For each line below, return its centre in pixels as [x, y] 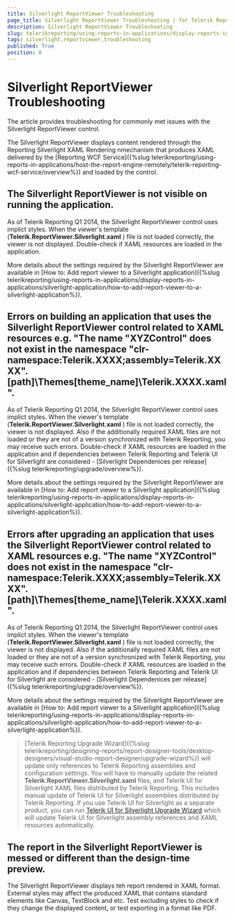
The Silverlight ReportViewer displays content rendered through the [104, 142]
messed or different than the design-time [99, 858]
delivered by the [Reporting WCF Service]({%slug [79, 157]
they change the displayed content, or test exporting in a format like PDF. [112, 908]
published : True [31, 46]
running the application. [61, 205]
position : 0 [24, 53]
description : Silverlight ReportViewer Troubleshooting [90, 27]
